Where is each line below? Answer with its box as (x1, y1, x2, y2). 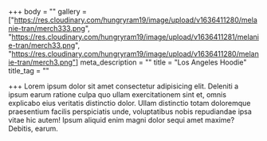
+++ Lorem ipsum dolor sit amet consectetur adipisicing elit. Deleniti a (8, 81, 239, 91)
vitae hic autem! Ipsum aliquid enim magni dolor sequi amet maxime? (8, 116, 235, 124)
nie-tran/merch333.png (8, 24, 86, 33)
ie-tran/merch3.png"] (8, 57, 79, 67)
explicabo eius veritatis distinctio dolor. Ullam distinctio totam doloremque (8, 99, 251, 108)
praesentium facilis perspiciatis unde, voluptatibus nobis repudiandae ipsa (8, 107, 253, 116)
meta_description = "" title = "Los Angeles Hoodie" (80, 57, 247, 67)
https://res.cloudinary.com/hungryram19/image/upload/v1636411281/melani (11, 32, 259, 41)
